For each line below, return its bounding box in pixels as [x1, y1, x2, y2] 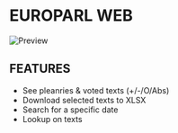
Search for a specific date [22, 104, 119, 115]
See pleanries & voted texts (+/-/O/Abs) [22, 84, 170, 95]
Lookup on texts [22, 113, 83, 124]
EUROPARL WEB [9, 5, 133, 26]
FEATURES [9, 61, 71, 76]
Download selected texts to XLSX [22, 94, 147, 105]
